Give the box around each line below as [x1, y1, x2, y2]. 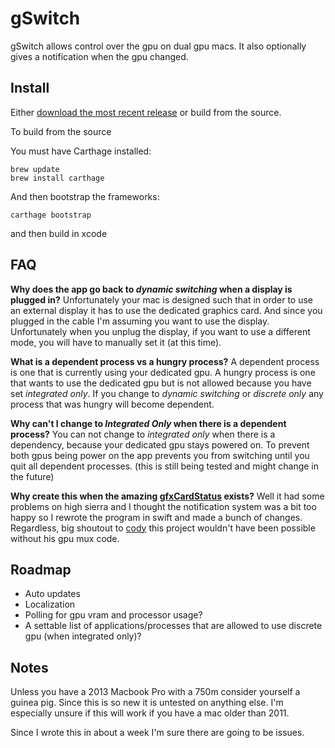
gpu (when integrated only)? [24, 630, 142, 642]
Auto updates [24, 588, 81, 600]
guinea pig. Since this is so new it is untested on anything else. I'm [10, 697, 284, 709]
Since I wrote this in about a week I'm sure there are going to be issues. [10, 727, 305, 739]
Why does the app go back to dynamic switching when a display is [10, 283, 293, 295]
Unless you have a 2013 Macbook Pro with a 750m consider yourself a [10, 686, 301, 698]
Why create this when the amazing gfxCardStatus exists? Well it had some [10, 490, 325, 502]
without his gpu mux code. [10, 532, 120, 544]
